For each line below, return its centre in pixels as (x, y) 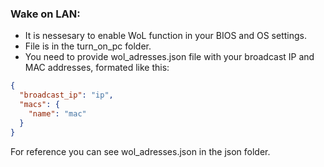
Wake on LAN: (45, 14)
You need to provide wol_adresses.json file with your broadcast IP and (169, 57)
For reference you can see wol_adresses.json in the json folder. (140, 151)
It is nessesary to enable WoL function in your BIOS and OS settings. (165, 36)
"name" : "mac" (57, 113)
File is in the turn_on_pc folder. (88, 46)
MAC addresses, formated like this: (97, 68)
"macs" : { (39, 105)
